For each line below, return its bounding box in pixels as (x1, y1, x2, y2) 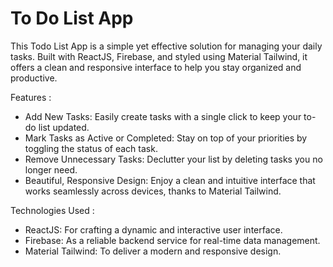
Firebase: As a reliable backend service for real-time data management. (24, 234, 321, 246)
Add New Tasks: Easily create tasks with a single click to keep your (24, 110, 302, 122)
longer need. (24, 163, 78, 176)
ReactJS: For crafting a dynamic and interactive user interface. (24, 223, 283, 236)
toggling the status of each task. (24, 142, 158, 154)
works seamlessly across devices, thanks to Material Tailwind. (24, 185, 282, 197)
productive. (10, 72, 58, 84)
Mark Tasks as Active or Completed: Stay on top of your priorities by (24, 132, 308, 144)
